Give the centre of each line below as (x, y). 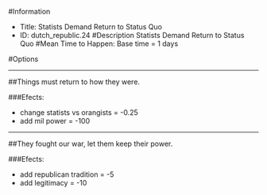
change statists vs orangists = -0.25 (79, 113)
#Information (29, 11)
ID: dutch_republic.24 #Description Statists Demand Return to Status (132, 35)
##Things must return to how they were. (74, 82)
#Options (23, 59)
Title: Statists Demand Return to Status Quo (91, 27)
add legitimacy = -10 (53, 183)
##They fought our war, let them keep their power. (91, 143)
